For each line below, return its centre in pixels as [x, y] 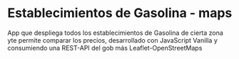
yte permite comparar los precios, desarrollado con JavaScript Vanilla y [112, 40]
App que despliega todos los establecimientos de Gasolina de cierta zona [115, 33]
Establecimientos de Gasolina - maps [120, 13]
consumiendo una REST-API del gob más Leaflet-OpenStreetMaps [105, 48]
